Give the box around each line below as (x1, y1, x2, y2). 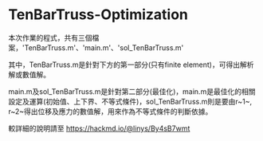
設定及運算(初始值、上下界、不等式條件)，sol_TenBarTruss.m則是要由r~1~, (8, 96, 253, 106)
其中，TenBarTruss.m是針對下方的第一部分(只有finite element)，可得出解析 (8, 60, 254, 69)
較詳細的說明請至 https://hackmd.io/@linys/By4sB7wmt (8, 123, 190, 133)
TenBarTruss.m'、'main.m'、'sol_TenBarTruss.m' (24, 42, 184, 53)
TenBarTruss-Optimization (8, 6, 189, 24)
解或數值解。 (8, 69, 50, 79)
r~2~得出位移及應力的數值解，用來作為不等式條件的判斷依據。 (8, 106, 213, 116)
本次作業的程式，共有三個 (8, 33, 92, 42)
